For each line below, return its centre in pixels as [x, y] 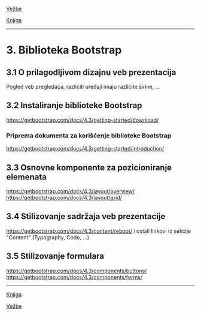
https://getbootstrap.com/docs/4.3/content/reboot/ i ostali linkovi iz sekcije [99, 231]
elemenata [26, 177]
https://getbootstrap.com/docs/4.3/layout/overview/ [71, 191]
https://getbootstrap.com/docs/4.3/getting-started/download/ [83, 120]
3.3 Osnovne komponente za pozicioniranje [89, 167]
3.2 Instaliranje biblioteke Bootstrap [74, 105]
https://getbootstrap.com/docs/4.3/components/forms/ [74, 277]
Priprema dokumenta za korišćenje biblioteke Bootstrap [89, 136]
